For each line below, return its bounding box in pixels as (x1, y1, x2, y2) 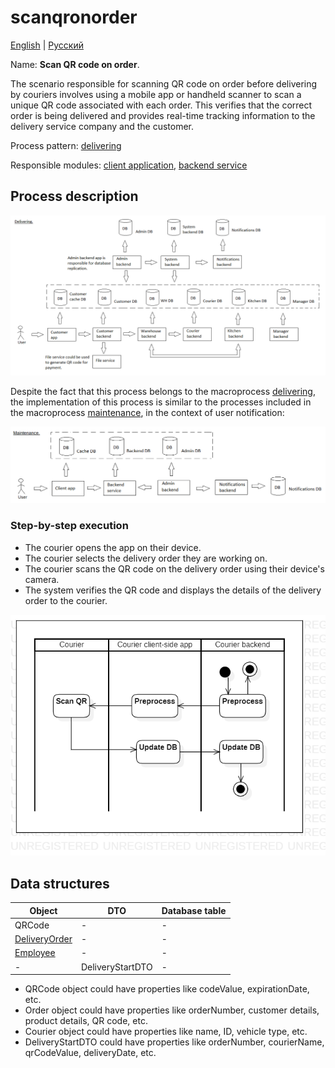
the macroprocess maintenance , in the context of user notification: (10, 406, 285, 418)
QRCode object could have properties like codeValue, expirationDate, (24, 983, 310, 995)
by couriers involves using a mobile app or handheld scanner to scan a (10, 88, 302, 100)
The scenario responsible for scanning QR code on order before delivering (10, 77, 318, 90)
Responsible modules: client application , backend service (10, 159, 248, 171)
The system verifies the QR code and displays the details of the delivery (24, 584, 322, 596)
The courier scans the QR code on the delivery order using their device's (24, 562, 325, 575)
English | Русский (10, 39, 84, 51)
